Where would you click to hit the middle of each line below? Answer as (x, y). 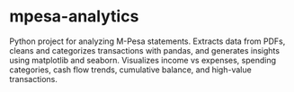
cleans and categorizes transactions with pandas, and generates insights (145, 50)
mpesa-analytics (74, 17)
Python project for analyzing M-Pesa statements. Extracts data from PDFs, (147, 41)
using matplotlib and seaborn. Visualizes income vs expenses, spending (143, 60)
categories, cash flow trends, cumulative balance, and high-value (130, 70)
